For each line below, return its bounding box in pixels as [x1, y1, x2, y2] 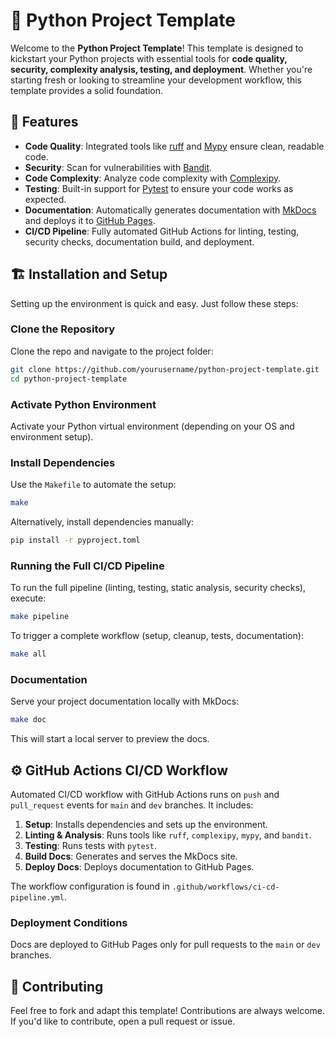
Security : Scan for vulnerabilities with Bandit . [24, 161, 213, 173]
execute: [10, 592, 47, 604]
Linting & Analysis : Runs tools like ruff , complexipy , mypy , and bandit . [24, 829, 312, 841]
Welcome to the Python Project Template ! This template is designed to [10, 42, 304, 54]
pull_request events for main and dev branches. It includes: [10, 799, 254, 811]
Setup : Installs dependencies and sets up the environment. [24, 818, 268, 830]
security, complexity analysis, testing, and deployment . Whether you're [10, 63, 313, 75]
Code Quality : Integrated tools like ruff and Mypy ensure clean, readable [24, 140, 325, 152]
